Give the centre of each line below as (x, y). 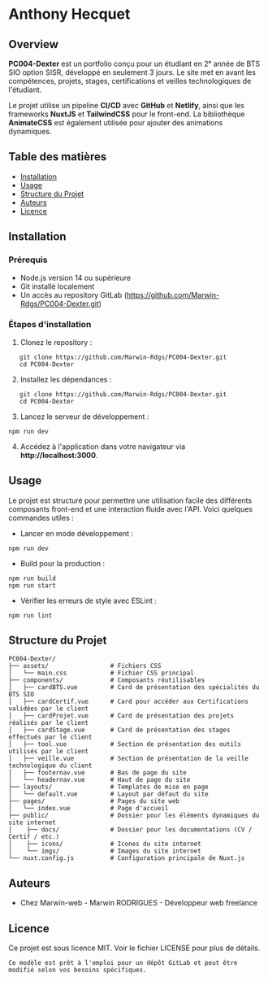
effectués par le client (50, 737)
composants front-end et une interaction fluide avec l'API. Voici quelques (131, 508)
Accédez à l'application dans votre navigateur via (103, 446)
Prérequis (28, 260)
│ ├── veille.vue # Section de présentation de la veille (129, 759)
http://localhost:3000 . (59, 455)
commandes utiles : (41, 517)
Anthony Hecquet (69, 14)
